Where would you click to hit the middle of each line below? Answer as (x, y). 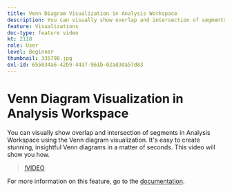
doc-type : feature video (43, 33)
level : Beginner (30, 52)
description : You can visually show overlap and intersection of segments (117, 20)
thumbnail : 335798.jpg (40, 58)
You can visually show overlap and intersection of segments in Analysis (109, 132)
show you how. (29, 154)
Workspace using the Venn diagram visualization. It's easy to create (104, 140)
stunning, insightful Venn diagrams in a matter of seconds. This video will (111, 147)
